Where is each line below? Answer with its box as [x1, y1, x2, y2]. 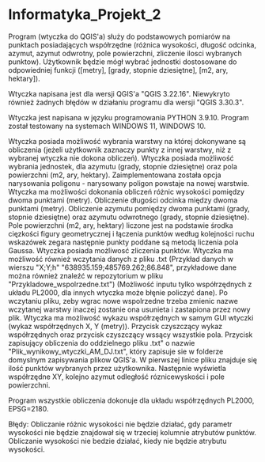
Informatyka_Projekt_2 [8, 6, 161, 24]
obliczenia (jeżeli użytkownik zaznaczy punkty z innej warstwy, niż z [8, 145, 232, 154]
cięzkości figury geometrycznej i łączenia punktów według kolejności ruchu [8, 229, 255, 238]
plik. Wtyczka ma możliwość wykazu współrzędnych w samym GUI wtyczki [8, 312, 254, 322]
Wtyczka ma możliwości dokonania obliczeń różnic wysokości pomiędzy [8, 187, 245, 196]
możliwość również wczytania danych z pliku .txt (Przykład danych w [8, 254, 234, 263]
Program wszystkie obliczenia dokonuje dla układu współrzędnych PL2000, [8, 396, 255, 405]
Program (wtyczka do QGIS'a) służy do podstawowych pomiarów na [8, 32, 231, 41]
